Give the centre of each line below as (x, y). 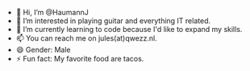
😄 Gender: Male (43, 49)
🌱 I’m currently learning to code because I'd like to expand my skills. (129, 29)
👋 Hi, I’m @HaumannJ (52, 12)
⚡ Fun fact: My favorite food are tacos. (80, 59)
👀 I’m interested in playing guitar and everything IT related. (113, 21)
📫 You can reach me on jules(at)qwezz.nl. (86, 38)
